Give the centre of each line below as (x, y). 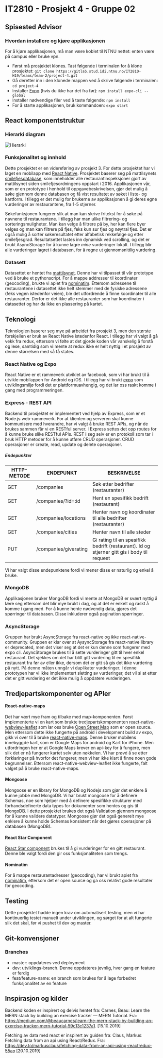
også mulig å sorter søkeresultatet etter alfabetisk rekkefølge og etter (74, 234)
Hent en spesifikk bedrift (121, 498)
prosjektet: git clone (33, 71)
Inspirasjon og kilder (37, 998)
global (19, 95)
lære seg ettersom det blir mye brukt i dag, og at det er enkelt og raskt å (77, 603)
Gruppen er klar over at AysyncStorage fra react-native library (91, 642)
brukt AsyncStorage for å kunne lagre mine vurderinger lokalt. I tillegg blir (78, 244)
